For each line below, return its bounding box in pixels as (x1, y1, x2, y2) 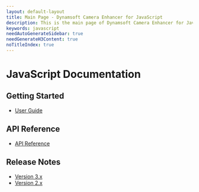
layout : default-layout (6, 8, 65, 15)
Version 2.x (14, 179, 43, 186)
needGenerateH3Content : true (6, 36, 78, 42)
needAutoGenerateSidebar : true (6, 31, 84, 37)
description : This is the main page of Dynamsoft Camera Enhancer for (6, 20, 184, 26)
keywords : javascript (6, 25, 60, 32)
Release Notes (6, 157, 61, 167)
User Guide (14, 106, 43, 114)
